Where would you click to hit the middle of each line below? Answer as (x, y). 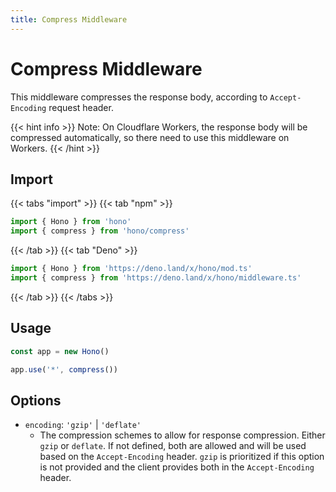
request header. (81, 107)
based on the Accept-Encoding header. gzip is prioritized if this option (182, 457)
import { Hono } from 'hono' (71, 222)
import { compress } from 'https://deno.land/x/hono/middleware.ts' (156, 278)
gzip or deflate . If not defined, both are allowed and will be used (173, 446)
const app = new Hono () (60, 351)
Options (36, 400)
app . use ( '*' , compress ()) (64, 369)
